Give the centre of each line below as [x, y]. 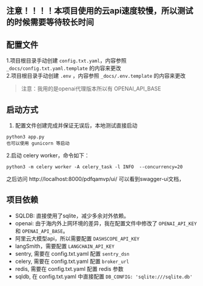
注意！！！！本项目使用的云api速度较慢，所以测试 [100, 11]
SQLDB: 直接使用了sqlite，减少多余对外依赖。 [72, 216]
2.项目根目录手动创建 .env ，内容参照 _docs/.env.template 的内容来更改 [96, 76]
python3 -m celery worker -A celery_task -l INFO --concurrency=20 [95, 167]
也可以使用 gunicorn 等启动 [38, 144]
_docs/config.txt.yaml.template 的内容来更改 [64, 68]
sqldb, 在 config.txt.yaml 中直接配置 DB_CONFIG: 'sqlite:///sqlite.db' [104, 276]
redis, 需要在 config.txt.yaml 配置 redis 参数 [69, 268]
